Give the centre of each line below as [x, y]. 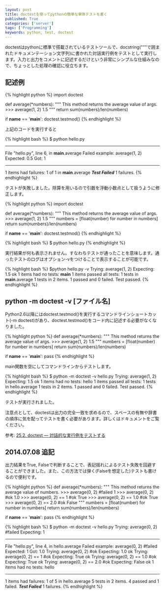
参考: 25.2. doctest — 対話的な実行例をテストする [55, 435]
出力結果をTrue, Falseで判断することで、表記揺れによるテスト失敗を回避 [79, 465]
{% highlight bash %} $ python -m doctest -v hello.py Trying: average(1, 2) [81, 376]
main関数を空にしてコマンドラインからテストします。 [59, 366]
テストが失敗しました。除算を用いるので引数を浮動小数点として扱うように [80, 188]
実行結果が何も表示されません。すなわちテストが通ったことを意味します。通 [82, 253]
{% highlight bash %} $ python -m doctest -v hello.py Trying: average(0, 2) [81, 527]
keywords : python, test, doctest [39, 32]
